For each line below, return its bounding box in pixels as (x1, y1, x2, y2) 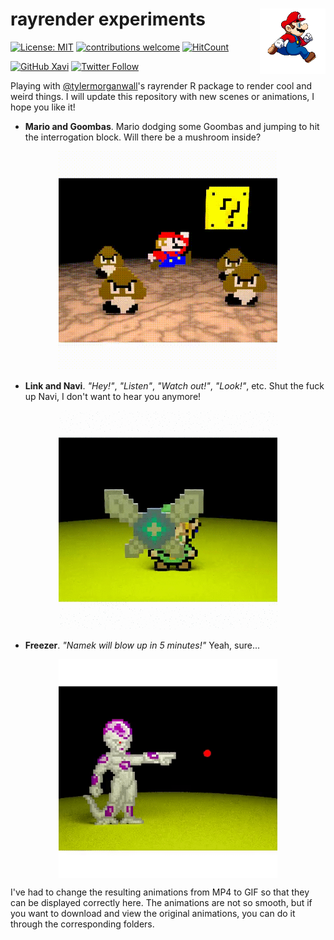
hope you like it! (10, 101, 76, 113)
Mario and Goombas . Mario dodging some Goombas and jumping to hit (24, 120, 320, 132)
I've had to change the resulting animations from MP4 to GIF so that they (10, 886, 310, 898)
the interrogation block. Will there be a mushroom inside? (24, 131, 262, 143)
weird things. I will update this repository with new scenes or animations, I (10, 90, 315, 102)
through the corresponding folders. (10, 918, 155, 930)
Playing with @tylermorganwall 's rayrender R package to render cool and (10, 79, 313, 92)
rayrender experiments (10, 8, 207, 31)
